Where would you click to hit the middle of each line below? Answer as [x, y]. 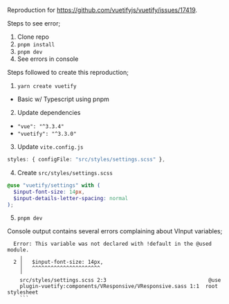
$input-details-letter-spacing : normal [71, 198]
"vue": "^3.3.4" [40, 127]
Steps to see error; [34, 23]
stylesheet [23, 293]
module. [18, 250]
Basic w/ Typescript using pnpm [63, 99]
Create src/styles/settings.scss [65, 172]
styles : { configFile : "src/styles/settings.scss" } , [86, 159]
